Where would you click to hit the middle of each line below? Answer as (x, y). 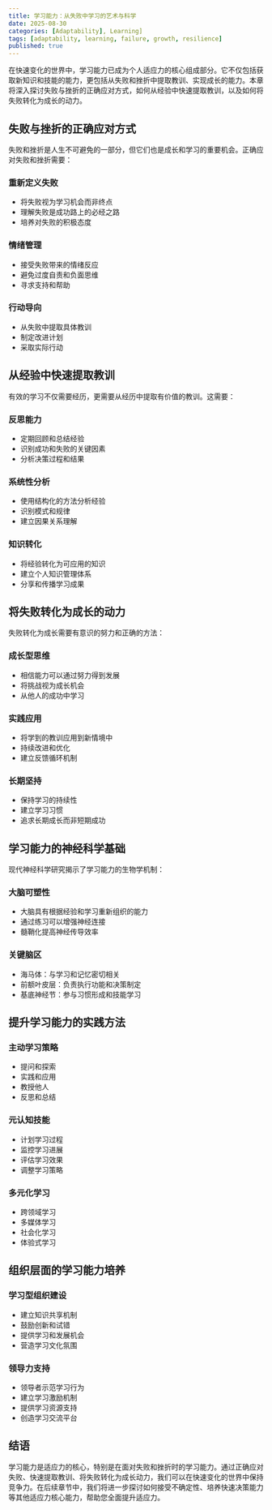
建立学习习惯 (41, 810)
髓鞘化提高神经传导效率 (59, 932)
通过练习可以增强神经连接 (63, 922)
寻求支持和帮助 (45, 285)
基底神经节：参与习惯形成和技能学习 (81, 994)
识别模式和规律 (45, 511)
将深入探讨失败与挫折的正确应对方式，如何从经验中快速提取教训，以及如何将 (136, 91)
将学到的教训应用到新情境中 (66, 737)
